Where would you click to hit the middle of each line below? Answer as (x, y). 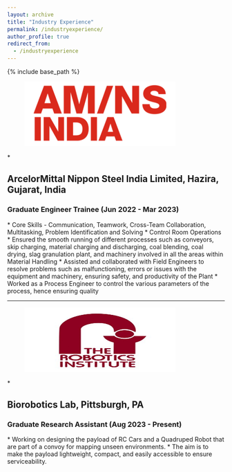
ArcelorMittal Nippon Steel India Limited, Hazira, (113, 179)
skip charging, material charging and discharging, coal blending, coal (105, 246)
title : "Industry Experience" (51, 22)
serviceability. (27, 462)
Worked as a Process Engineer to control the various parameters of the (108, 283)
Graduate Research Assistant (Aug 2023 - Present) (95, 424)
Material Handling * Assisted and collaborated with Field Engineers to (106, 261)
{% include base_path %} (43, 72)
